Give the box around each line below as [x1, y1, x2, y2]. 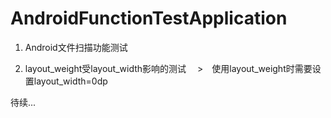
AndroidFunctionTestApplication [10, 7, 288, 30]
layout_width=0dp [33, 75, 108, 87]
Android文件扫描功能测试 [24, 41, 128, 53]
